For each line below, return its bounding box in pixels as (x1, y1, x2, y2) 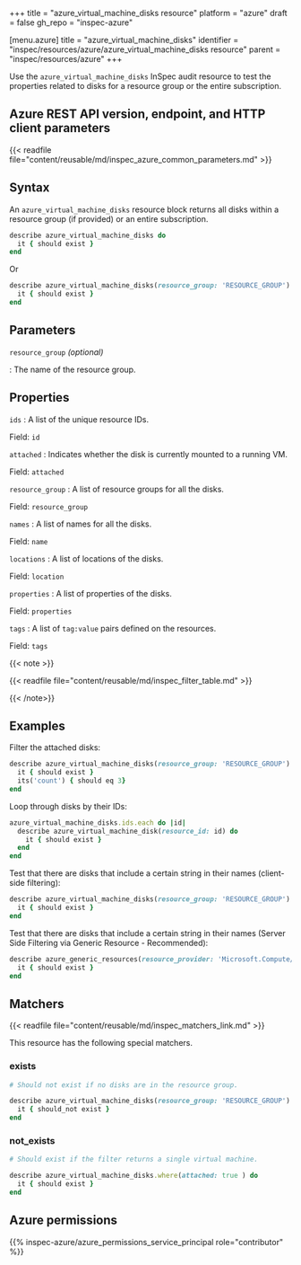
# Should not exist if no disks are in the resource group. (9, 1080, 239, 1090)
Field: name (9, 535, 48, 546)
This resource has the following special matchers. (9, 1038, 193, 1048)
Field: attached (9, 466, 64, 477)
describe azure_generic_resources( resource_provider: (9, 954, 215, 964)
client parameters (9, 120, 111, 136)
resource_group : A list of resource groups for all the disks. (9, 483, 224, 494)
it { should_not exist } (17, 1105, 110, 1114)
